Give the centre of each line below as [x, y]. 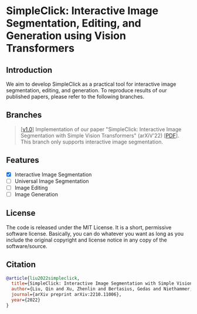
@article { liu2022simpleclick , [43, 278]
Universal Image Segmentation [52, 181]
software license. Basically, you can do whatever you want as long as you [95, 233]
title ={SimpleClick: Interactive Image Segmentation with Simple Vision [102, 283]
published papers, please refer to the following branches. [75, 96]
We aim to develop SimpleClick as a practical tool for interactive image [91, 84]
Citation [21, 265]
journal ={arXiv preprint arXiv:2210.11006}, [67, 295]
